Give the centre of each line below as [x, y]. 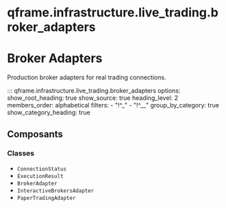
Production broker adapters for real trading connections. [87, 77]
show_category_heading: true [49, 113]
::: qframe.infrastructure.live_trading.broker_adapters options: [94, 91]
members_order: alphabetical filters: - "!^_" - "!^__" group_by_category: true [113, 105]
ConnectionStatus [42, 169]
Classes [21, 153]
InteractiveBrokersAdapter [55, 191]
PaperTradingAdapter [46, 198]
